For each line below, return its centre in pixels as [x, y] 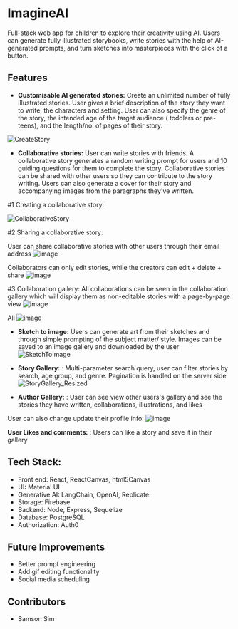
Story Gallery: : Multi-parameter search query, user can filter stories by [123, 368]
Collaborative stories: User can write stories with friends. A [106, 153]
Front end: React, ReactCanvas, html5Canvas [84, 479]
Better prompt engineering [57, 564]
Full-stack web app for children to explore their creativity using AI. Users [114, 33]
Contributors [37, 602]
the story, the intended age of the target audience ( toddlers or [109, 118]
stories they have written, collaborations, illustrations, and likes [110, 405]
